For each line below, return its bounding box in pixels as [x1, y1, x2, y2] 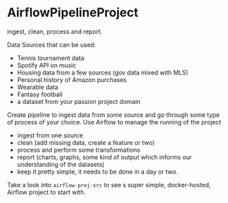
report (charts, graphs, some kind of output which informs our [16, 152, 192, 161]
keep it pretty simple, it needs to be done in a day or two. [16, 167, 178, 176]
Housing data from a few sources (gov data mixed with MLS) [16, 68, 188, 77]
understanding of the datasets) [16, 160, 105, 168]
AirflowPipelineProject [7, 5, 139, 21]
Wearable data [16, 83, 59, 91]
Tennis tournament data [16, 53, 85, 62]
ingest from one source [16, 131, 84, 139]
